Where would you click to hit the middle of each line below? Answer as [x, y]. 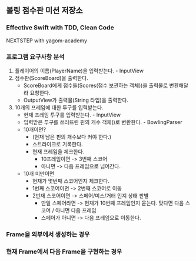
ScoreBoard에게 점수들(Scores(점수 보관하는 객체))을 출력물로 [96, 85]
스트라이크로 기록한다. [58, 144]
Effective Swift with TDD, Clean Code [60, 28]
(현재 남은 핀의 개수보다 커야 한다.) [72, 136]
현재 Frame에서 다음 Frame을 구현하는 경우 [64, 252]
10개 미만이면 [39, 173]
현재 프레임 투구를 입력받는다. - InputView [72, 115]
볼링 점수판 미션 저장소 [45, 11]
